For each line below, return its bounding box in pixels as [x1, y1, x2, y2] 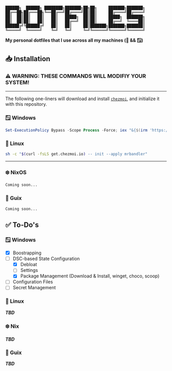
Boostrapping [12, 250, 42, 256]
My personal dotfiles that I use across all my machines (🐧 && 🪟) [5, 37, 143, 43]
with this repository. [5, 101, 47, 107]
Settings [20, 267, 38, 273]
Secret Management [12, 285, 56, 291]
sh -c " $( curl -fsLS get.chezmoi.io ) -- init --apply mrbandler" [5, 152, 147, 157]
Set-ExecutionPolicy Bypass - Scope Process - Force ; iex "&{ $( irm [5, 127, 147, 133]
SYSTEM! [5, 79, 30, 86]
